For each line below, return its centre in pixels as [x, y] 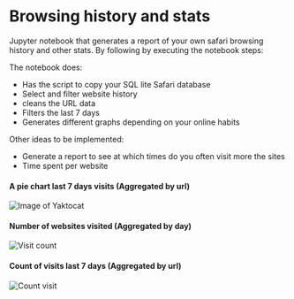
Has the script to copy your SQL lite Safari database [116, 84]
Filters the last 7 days [60, 112]
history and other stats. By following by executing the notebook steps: [136, 50]
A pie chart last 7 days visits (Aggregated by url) [100, 186]
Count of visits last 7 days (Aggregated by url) [95, 265]
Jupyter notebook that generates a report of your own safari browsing [136, 41]
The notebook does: [46, 67]
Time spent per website [65, 165]
